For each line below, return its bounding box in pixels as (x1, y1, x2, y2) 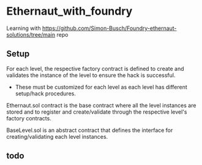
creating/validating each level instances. (6, 133, 108, 140)
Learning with (6, 24, 41, 32)
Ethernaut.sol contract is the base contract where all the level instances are (6, 101, 196, 109)
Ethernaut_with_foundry (6, 4, 133, 18)
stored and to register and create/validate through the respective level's (6, 108, 187, 116)
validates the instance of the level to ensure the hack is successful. (6, 71, 176, 79)
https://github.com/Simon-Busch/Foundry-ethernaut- (42, 24, 177, 32)
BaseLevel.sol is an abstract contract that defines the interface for (6, 127, 173, 134)
